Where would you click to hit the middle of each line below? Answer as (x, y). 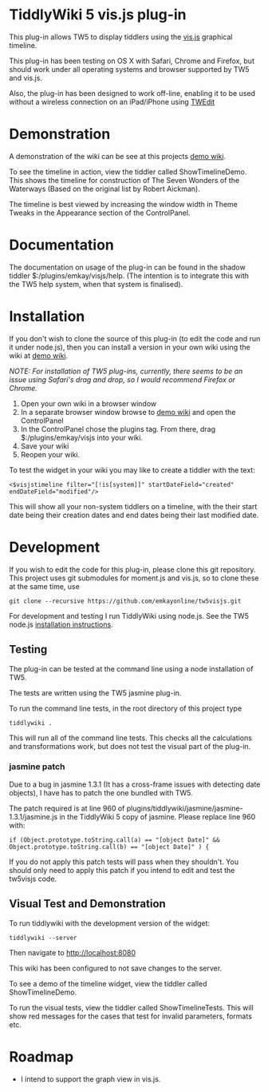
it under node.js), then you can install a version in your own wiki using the (130, 347)
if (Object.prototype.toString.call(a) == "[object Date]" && (114, 840)
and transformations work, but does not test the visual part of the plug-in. (130, 746)
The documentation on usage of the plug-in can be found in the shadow (127, 267)
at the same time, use (45, 586)
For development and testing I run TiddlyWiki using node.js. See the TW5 (129, 616)
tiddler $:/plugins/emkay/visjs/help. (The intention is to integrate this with (129, 275)
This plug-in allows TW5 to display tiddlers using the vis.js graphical (121, 37)
